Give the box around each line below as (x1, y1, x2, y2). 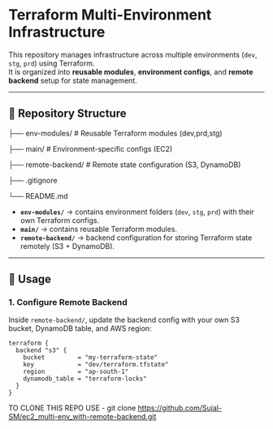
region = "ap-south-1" (23, 367, 129, 376)
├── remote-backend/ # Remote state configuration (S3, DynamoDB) (8, 160, 241, 169)
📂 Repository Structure (8, 107, 127, 121)
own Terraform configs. (19, 215, 100, 225)
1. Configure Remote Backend (8, 297, 128, 308)
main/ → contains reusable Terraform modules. (19, 224, 177, 234)
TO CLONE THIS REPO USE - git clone (8, 403, 136, 413)
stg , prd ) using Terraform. (8, 58, 95, 68)
